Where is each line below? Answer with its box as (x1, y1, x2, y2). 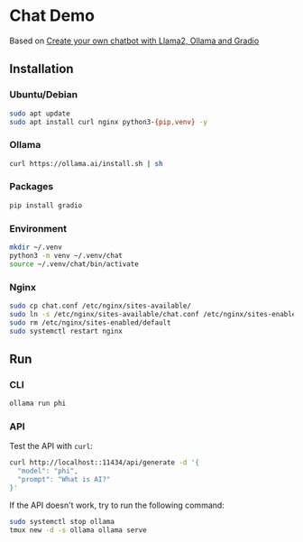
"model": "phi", (17, 466, 78, 476)
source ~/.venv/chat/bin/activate (9, 259, 140, 269)
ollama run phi (9, 399, 67, 409)
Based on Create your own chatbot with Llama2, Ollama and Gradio (9, 35, 260, 46)
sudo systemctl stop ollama (9, 517, 115, 526)
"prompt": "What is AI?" (17, 475, 111, 484)
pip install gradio (9, 200, 83, 210)
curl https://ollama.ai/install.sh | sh (9, 159, 164, 168)
